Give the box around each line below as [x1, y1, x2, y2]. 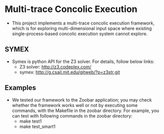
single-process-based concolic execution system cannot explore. [12, 30, 148, 36]
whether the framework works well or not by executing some [12, 102, 138, 108]
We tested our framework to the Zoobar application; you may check [12, 96, 152, 103]
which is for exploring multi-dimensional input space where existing [12, 25, 152, 31]
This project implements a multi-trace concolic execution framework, [12, 20, 155, 26]
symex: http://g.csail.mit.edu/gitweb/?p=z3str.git [19, 69, 120, 75]
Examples [5, 83, 36, 92]
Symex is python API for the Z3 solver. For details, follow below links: [12, 58, 155, 64]
